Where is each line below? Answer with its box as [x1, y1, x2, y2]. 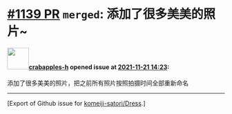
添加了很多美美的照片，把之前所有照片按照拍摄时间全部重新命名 [7, 79, 188, 87]
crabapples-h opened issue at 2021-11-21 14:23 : [28, 63, 170, 71]
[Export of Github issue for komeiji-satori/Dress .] [7, 99, 146, 108]
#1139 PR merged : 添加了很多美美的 [7, 6, 204, 22]
